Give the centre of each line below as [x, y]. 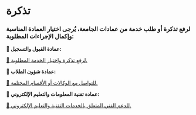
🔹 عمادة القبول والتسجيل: [34, 49]
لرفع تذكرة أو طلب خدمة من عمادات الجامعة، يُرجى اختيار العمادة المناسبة [98, 29]
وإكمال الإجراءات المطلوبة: [40, 36]
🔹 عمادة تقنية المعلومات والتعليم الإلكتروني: [53, 94]
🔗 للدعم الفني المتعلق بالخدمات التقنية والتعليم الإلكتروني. [69, 106]
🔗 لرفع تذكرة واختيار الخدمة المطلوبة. [47, 60]
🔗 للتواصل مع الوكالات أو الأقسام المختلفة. [52, 83]
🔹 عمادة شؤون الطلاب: [31, 72]
